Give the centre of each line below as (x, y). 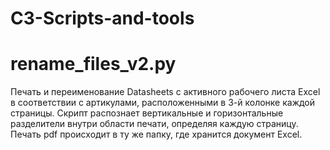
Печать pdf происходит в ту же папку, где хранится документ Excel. (156, 134)
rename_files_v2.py (93, 64)
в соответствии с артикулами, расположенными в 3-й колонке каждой (163, 103)
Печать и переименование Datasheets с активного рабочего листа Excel (165, 92)
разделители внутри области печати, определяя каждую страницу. (154, 124)
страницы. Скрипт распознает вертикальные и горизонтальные (147, 113)
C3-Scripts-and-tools (102, 18)
